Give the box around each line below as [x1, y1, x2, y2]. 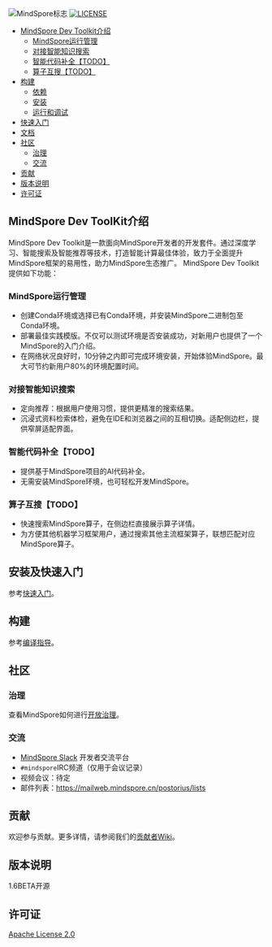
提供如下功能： [8, 268, 58, 278]
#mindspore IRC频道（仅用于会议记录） [19, 762, 148, 772]
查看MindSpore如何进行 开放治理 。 [8, 710, 124, 719]
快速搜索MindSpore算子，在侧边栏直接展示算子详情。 [19, 519, 200, 528]
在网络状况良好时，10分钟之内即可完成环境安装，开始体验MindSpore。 [19, 351, 257, 361]
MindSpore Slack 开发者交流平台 [19, 752, 130, 762]
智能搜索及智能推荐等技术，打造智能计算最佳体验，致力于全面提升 [22, 248, 244, 258]
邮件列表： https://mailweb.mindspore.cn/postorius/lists [19, 783, 206, 793]
